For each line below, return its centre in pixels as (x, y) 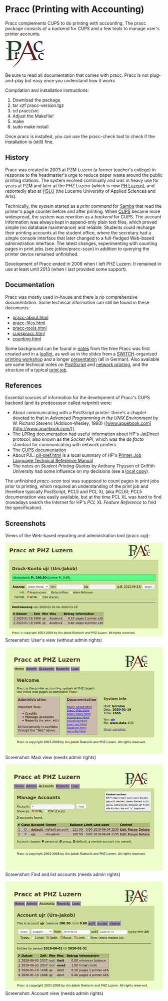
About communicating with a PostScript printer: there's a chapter (79, 413)
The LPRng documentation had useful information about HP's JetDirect (85, 434)
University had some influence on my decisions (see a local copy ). (81, 471)
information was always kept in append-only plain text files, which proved (81, 222)
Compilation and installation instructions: (47, 90)
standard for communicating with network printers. (65, 445)
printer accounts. (23, 34)
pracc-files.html (29, 323)
